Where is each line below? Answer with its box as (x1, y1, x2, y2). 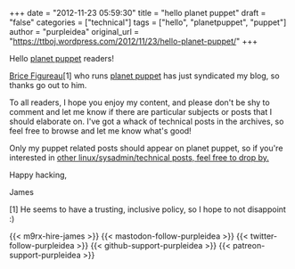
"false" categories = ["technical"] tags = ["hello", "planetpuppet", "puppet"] (9, 17, 287, 28)
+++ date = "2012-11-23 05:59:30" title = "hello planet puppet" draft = (9, 8, 266, 18)
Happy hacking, (9, 169, 68, 180)
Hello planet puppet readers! (9, 53, 114, 63)
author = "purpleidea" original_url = (9, 27, 140, 37)
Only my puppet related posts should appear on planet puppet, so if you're (9, 143, 283, 153)
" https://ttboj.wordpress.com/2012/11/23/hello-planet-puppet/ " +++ (9, 36, 258, 46)
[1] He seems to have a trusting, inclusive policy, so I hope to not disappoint (9, 204, 287, 215)
